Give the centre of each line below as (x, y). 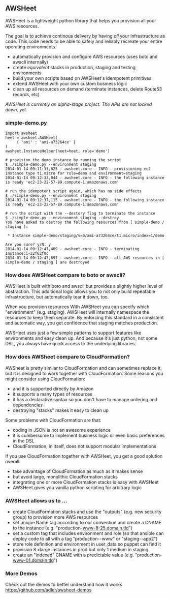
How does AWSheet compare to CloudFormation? (68, 357)
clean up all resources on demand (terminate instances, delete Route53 (87, 89)
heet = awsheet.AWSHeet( (31, 138)
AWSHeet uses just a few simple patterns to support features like (73, 333)
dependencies (28, 405)
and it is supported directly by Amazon (53, 388)
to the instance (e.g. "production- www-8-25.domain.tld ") (73, 528)
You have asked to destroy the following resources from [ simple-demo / (85, 222)
